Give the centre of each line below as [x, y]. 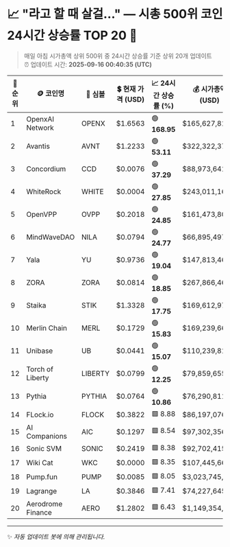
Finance [39, 512]
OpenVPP [42, 215]
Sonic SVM [44, 449]
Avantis [38, 146]
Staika [36, 305]
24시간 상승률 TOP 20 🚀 [72, 36]
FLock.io [40, 415]
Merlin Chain [47, 328]
